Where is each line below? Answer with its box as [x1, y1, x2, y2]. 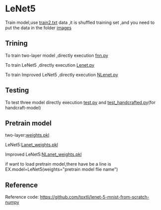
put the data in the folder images [5, 24, 72, 30]
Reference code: [5, 194, 39, 200]
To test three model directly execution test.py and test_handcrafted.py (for [5, 99, 156, 105]
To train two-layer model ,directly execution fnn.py [5, 52, 108, 58]
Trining [5, 39, 28, 48]
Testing [5, 86, 29, 95]
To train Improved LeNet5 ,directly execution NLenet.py [5, 72, 118, 78]
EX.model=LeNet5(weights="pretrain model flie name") [5, 166, 118, 172]
